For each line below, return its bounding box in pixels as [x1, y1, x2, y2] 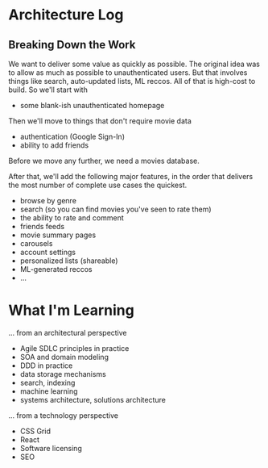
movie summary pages [19, 230, 97, 240]
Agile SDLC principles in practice [19, 343, 130, 353]
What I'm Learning [8, 301, 134, 320]
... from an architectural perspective [8, 328, 127, 337]
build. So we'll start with [8, 85, 89, 94]
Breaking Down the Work [8, 38, 136, 52]
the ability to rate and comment [19, 213, 125, 223]
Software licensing [19, 443, 82, 453]
